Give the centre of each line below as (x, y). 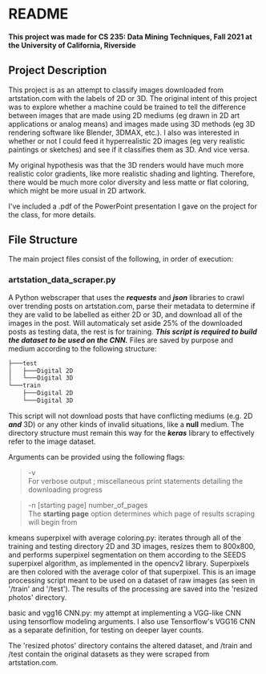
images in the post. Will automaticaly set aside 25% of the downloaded (125, 323)
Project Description (58, 70)
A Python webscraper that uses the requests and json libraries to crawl (126, 297)
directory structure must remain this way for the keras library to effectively (131, 432)
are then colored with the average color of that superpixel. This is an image (132, 571)
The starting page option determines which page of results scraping (141, 514)
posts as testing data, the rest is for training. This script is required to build (133, 331)
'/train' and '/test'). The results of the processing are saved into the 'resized (133, 589)
